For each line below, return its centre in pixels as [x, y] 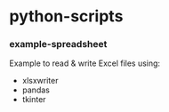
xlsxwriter [40, 81]
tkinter [34, 100]
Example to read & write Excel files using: [85, 63]
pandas [36, 90]
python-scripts [66, 16]
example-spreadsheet [58, 44]
